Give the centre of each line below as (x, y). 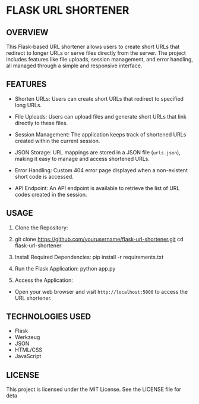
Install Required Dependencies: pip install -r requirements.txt (89, 257)
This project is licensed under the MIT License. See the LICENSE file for (94, 389)
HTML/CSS (29, 350)
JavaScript (28, 356)
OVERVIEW (27, 32)
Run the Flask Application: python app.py (65, 268)
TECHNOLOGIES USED (48, 317)
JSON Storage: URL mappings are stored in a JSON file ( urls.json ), (98, 152)
